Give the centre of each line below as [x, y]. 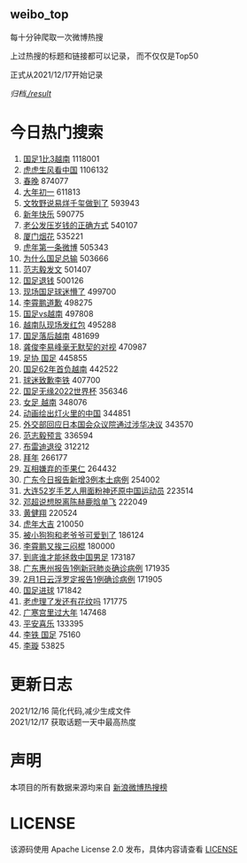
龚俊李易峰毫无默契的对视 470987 [85, 347]
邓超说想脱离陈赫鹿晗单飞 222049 [85, 501]
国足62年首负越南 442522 [70, 369]
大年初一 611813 [51, 192]
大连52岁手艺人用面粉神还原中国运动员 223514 [108, 490]
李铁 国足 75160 [51, 634]
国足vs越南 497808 [58, 313]
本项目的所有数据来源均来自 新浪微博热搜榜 [89, 787]
